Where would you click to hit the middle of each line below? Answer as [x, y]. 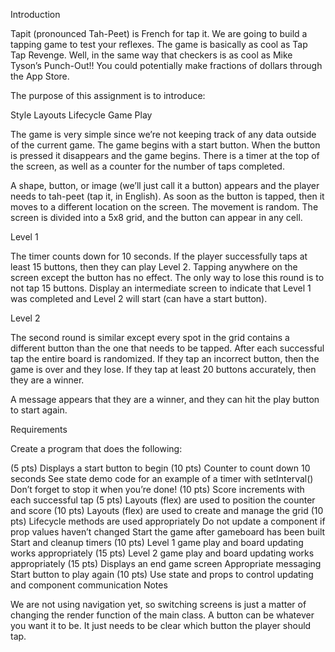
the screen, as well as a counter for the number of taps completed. [147, 166]
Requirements [39, 429]
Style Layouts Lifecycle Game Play [81, 115]
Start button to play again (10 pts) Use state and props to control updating [162, 574]
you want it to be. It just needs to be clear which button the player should [161, 625]
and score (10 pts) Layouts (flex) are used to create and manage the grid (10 [167, 510]
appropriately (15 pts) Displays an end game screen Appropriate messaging [166, 563]
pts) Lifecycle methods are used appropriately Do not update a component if [168, 521]
